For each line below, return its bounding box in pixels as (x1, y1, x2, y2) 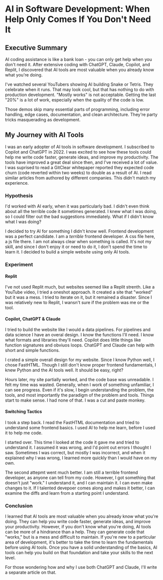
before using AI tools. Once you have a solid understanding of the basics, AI (5, 544, 158, 550)
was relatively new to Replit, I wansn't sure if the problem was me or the (5, 300, 149, 306)
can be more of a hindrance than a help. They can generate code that (5, 529, 145, 535)
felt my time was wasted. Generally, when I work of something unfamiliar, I (5, 382, 154, 388)
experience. (5, 180, 29, 186)
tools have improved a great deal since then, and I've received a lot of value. (5, 159, 158, 165)
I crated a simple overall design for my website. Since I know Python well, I (5, 357, 155, 363)
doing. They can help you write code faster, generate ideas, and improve (5, 518, 151, 524)
